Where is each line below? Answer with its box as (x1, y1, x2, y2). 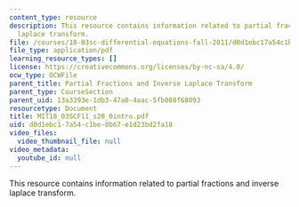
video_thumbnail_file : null (17, 137, 122, 146)
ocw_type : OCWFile (9, 71, 77, 80)
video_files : (9, 129, 58, 138)
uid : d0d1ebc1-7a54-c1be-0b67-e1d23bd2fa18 (9, 121, 174, 130)
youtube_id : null (17, 153, 82, 163)
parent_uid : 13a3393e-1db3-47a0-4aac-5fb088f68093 (9, 95, 201, 105)
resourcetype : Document (9, 104, 98, 113)
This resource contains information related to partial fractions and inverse (9, 178, 279, 188)
